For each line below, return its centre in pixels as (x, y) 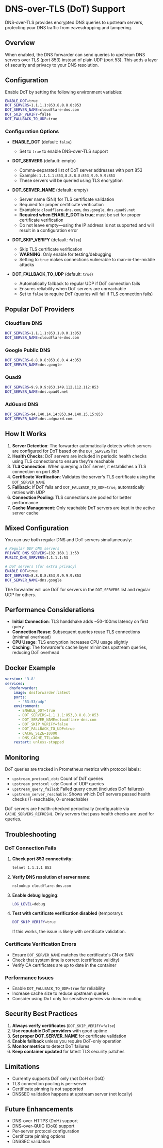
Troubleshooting (31, 834)
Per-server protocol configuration (46, 1131)
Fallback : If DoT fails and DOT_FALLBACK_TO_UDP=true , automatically (78, 487)
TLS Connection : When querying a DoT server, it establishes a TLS (79, 466)
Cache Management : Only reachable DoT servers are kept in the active (83, 508)
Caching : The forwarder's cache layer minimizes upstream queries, (80, 647)
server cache (25, 513)
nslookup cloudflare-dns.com (41, 886)
